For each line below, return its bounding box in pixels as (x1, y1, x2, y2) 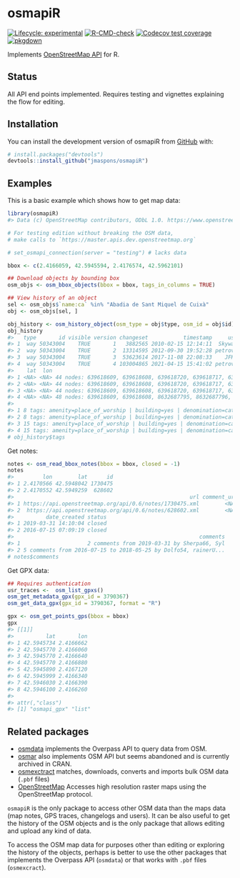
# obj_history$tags (7, 434, 66, 441)
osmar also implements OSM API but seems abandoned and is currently (17, 752, 230, 761)
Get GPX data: (7, 566, 49, 574)
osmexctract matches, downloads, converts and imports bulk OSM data (17, 767, 229, 776)
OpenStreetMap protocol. (17, 790, 93, 799)
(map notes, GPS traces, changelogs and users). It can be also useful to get (7, 812, 231, 820)
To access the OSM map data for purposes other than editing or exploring (7, 841, 225, 849)
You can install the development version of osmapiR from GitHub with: (7, 137, 214, 146)
